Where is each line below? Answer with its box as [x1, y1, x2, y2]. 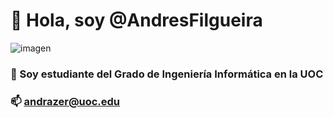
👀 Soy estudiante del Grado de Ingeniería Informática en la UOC [10, 67, 324, 81]
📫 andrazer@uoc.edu [10, 94, 121, 108]
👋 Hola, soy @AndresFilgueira [10, 9, 263, 32]
